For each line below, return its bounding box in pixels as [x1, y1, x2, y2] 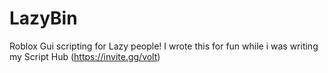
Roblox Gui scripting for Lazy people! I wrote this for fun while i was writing [9, 40, 319, 52]
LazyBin [9, 7, 78, 30]
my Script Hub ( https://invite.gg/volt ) [9, 50, 161, 62]
